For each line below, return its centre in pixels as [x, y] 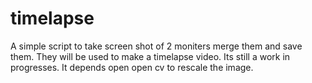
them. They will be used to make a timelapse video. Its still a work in [150, 56]
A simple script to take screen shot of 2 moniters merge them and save [156, 46]
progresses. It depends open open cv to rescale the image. [132, 67]
